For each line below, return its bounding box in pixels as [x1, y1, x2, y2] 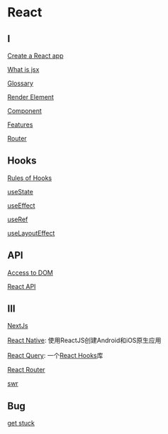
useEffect [7, 201, 35, 210]
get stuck [7, 419, 35, 428]
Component [7, 107, 43, 115]
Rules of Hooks [7, 174, 52, 182]
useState [7, 187, 33, 196]
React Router [7, 366, 45, 374]
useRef [7, 215, 28, 223]
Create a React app [7, 51, 64, 60]
